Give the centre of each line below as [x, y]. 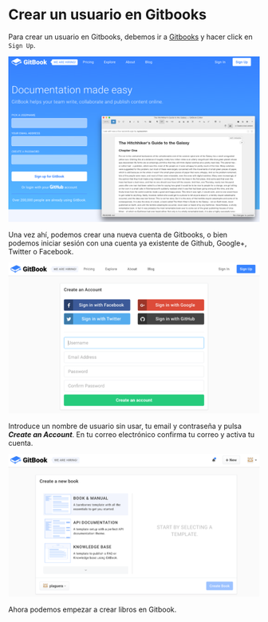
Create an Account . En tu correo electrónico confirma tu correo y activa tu [132, 434]
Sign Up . [22, 45]
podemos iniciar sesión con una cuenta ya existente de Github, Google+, [128, 243]
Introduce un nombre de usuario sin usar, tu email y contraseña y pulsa [125, 426]
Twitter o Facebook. [41, 252]
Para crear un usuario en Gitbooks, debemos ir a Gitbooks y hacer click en [130, 37]
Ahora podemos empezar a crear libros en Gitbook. [93, 610]
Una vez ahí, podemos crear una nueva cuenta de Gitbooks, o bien [118, 235]
